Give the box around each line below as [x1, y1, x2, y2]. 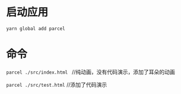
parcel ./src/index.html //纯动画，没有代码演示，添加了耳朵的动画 [6, 68, 175, 75]
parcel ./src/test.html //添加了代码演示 [6, 81, 108, 88]
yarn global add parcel [6, 25, 66, 32]
